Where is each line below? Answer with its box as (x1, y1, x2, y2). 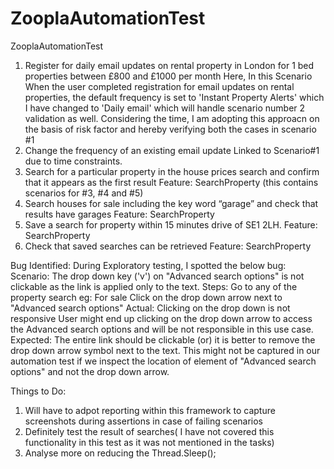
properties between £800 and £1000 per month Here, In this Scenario (24, 70, 313, 82)
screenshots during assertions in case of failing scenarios (24, 415, 264, 427)
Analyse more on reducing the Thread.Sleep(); (24, 447, 217, 459)
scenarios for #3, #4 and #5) (24, 187, 144, 199)
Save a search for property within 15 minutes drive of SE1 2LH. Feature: (24, 218, 318, 231)
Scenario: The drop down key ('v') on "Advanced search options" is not (10, 270, 305, 282)
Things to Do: (10, 385, 67, 397)
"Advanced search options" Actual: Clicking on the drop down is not (10, 302, 291, 314)
